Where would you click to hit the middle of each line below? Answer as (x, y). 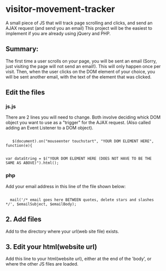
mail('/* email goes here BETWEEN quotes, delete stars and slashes (82, 200)
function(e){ (19, 146)
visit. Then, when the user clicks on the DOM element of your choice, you (80, 71)
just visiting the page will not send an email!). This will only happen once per (83, 66)
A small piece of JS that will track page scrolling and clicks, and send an (79, 23)
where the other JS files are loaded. (42, 264)
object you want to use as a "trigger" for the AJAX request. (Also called (78, 123)
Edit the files (25, 93)
